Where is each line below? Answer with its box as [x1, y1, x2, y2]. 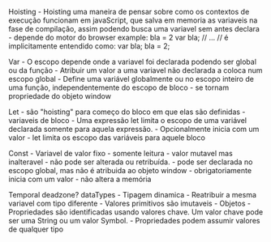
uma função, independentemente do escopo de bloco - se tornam [8, 83, 230, 92]
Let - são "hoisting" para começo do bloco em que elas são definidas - [8, 107, 246, 117]
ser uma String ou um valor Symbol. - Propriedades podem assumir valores [8, 216, 260, 225]
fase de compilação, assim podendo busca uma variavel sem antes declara [8, 24, 260, 33]
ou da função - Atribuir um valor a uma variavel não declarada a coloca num [8, 66, 263, 75]
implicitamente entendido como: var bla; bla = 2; [8, 41, 170, 51]
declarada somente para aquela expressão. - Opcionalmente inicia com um [8, 125, 260, 134]
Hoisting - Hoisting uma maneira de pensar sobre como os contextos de [8, 7, 250, 16]
